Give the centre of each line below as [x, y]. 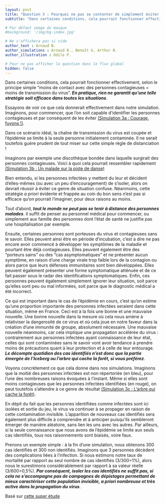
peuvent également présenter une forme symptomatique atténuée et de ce [81, 270]
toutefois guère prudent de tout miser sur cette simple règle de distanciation [82, 143]
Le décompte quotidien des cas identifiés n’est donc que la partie [73, 353]
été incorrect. [19, 292]
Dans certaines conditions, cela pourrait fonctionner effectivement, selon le [82, 82]
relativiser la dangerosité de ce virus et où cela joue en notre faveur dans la [81, 322]
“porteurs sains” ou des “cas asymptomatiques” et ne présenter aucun [77, 255]
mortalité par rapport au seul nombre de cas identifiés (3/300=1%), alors [79, 461]
